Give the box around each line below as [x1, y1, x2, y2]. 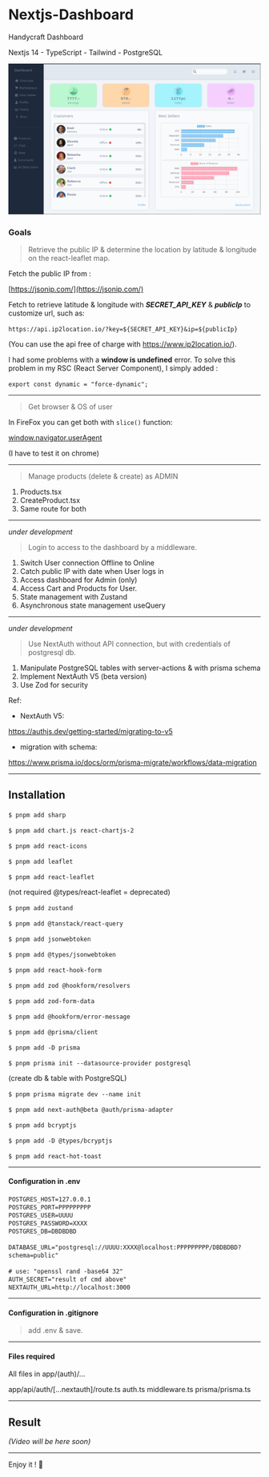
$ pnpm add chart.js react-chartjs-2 [8, 826, 134, 834]
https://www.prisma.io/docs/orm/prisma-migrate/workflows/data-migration [8, 757, 258, 767]
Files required [8, 1351, 55, 1361]
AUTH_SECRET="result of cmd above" [8, 1275, 127, 1283]
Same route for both [19, 504, 86, 513]
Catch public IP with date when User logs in [19, 566, 164, 576]
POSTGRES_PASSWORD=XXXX [8, 1219, 88, 1227]
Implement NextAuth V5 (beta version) [19, 671, 147, 681]
